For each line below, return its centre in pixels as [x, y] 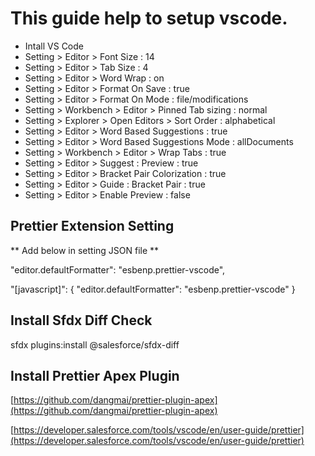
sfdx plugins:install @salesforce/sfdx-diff [95, 344]
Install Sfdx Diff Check [81, 320]
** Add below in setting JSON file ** [85, 250]
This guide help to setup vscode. [149, 18]
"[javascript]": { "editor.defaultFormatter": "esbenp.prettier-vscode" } [153, 289]
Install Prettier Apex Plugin [95, 375]
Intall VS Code [54, 46]
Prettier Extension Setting [92, 226]
